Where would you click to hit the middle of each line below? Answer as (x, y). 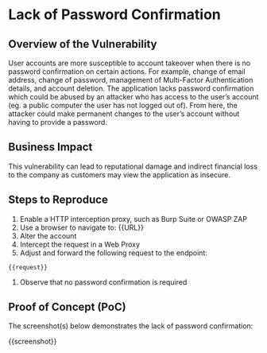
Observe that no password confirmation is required (103, 282)
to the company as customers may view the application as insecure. (120, 175)
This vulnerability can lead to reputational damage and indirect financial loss (133, 166)
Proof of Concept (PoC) (67, 307)
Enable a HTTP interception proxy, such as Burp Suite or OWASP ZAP (133, 219)
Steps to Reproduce (58, 200)
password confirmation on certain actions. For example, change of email (127, 72)
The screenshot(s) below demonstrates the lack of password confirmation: (131, 326)
